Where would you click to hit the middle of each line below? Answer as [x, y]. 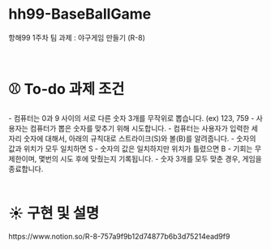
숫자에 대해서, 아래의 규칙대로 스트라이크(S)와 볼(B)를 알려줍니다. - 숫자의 [140, 138]
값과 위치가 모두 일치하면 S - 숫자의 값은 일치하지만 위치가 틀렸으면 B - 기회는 [131, 148]
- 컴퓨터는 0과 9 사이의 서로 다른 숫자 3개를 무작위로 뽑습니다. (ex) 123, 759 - [131, 118]
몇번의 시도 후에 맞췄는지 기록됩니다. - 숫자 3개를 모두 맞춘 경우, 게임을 [150, 158]
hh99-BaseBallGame [80, 14]
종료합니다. [26, 169]
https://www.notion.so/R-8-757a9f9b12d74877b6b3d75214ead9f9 [119, 236]
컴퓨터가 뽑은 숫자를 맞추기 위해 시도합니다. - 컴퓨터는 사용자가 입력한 [140, 128]
